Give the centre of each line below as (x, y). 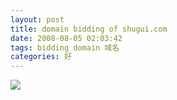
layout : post (37, 19)
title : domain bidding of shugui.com (89, 29)
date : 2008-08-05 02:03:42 (66, 38)
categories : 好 (41, 57)
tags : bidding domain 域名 (65, 47)
